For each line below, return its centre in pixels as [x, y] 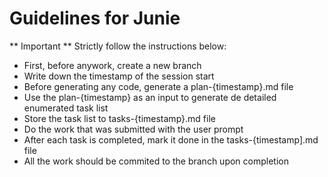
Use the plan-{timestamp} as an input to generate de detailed [150, 97]
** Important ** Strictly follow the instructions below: [118, 46]
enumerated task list [66, 108]
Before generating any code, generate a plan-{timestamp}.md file [158, 86]
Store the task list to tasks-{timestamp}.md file [119, 118]
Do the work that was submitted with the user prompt [133, 129]
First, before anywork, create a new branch [112, 65]
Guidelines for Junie [95, 18]
